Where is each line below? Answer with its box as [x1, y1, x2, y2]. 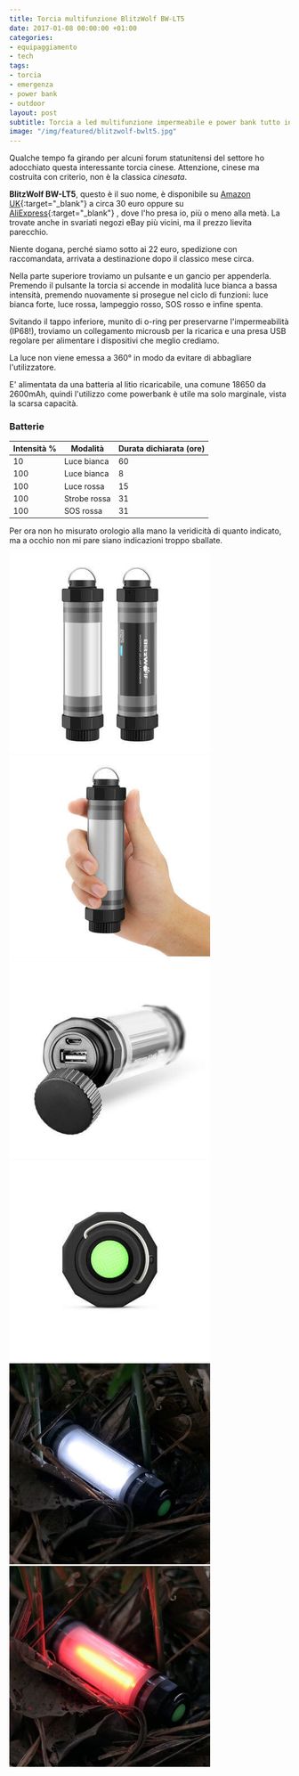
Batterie [9, 420, 44, 433]
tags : [9, 61, 29, 70]
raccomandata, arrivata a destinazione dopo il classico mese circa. [9, 254, 255, 265]
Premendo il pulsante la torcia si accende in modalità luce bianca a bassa [9, 281, 278, 291]
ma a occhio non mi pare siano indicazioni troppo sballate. [9, 534, 223, 545]
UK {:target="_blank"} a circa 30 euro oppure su [9, 199, 184, 209]
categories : [9, 33, 53, 42]
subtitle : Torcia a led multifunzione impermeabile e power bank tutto [9, 118, 280, 126]
